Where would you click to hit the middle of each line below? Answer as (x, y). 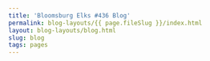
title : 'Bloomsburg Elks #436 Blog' (69, 15)
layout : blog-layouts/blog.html (62, 30)
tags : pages (28, 45)
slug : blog (26, 38)
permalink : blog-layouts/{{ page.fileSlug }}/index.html (105, 23)
